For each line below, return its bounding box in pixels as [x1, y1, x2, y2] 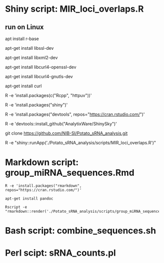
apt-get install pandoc [5, 196, 54, 201]
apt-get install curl [5, 83, 42, 89]
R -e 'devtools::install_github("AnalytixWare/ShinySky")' [5, 121, 117, 126]
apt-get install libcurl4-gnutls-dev [5, 74, 73, 79]
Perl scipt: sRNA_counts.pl [5, 247, 116, 259]
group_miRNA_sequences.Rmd [5, 167, 135, 179]
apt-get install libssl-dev [5, 45, 54, 51]
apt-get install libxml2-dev [5, 55, 58, 61]
